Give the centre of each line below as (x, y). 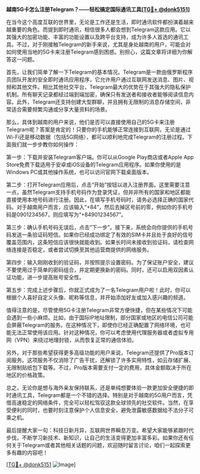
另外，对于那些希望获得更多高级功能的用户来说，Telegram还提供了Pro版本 (98, 353)
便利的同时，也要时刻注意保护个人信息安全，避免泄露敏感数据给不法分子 (100, 410)
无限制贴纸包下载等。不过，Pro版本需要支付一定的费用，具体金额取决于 (94, 367)
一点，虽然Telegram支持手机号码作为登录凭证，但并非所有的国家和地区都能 (99, 192)
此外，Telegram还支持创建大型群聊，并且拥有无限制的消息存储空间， (101, 102)
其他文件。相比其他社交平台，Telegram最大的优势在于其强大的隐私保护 (104, 87)
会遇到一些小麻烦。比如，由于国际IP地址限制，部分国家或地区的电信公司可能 (100, 318)
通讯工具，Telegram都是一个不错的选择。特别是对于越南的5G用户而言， (99, 395)
